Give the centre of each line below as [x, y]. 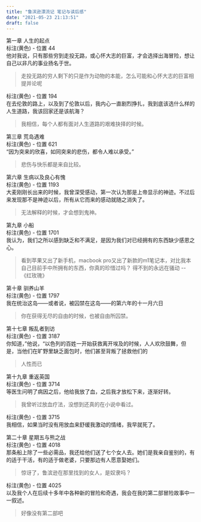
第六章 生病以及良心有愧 [36, 177]
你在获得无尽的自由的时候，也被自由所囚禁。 [76, 316]
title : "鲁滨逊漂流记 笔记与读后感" [46, 12]
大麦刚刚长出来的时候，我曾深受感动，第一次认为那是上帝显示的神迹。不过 [98, 192]
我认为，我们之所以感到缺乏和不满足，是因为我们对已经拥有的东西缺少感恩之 [100, 240]
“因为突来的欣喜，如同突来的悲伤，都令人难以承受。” [70, 152]
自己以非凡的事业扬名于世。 [40, 63]
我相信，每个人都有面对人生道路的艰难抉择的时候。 [84, 124]
